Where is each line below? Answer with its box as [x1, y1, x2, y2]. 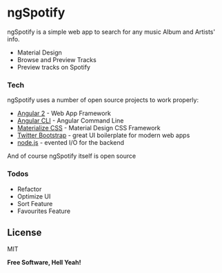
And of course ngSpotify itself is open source [7, 152, 137, 160]
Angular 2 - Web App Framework [17, 109, 112, 118]
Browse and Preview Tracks [17, 55, 97, 63]
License [7, 226, 42, 239]
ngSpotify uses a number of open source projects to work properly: [7, 96, 199, 104]
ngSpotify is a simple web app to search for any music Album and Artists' [7, 28, 216, 36]
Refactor [17, 185, 42, 193]
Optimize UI [17, 192, 51, 201]
